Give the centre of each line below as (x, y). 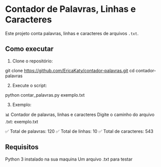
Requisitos (22, 147)
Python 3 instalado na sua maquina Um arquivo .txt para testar (69, 159)
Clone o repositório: (32, 61)
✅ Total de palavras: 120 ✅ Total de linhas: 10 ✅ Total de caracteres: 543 (79, 131)
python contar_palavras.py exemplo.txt (45, 95)
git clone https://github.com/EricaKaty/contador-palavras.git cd (70, 70)
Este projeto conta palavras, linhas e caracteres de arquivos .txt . (72, 33)
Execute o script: (29, 85)
